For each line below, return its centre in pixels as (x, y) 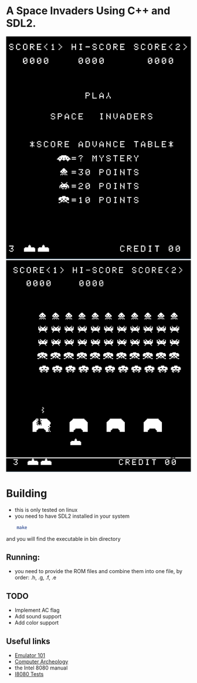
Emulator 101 (30, 655)
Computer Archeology (41, 661)
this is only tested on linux (46, 510)
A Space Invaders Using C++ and (88, 11)
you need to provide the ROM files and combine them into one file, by (98, 571)
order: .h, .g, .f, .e (35, 578)
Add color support (37, 623)
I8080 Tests (29, 674)
